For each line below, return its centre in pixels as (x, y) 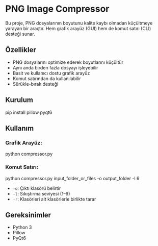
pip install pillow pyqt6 (29, 112)
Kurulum (19, 100)
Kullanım (20, 128)
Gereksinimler (28, 215)
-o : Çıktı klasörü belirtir (37, 188)
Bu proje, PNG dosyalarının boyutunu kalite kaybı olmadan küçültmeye (79, 23)
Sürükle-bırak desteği (35, 84)
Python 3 (22, 227)
